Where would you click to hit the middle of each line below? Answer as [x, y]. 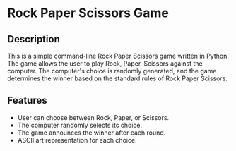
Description [34, 39]
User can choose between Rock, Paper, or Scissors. [93, 117]
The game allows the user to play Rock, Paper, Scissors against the [105, 64]
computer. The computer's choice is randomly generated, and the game [112, 71]
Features [27, 101]
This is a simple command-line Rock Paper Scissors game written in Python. [118, 56]
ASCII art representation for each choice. [77, 140]
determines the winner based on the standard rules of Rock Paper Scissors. [118, 78]
